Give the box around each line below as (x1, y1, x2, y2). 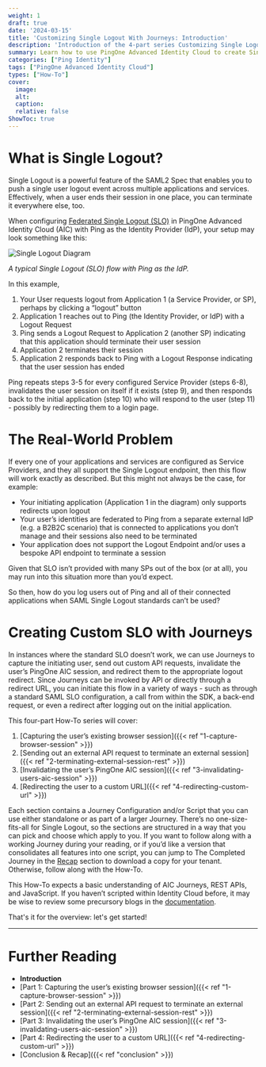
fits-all (8, 822, 29, 832)
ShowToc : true (8, 115, 55, 123)
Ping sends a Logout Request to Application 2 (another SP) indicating (19, 328, 246, 337)
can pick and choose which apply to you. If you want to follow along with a (8, 830, 252, 840)
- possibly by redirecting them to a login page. (8, 403, 159, 412)
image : (15, 85, 37, 94)
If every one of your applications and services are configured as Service (8, 456, 244, 466)
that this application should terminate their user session (19, 337, 201, 346)
